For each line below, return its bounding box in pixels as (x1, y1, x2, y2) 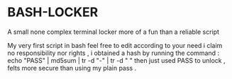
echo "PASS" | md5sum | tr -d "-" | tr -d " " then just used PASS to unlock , (7, 56, 226, 64)
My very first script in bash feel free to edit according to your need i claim (7, 41, 223, 49)
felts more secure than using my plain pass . (7, 63, 137, 72)
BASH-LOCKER (7, 4, 99, 20)
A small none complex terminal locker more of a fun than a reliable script (7, 28, 220, 36)
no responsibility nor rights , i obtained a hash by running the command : (7, 49, 220, 57)
